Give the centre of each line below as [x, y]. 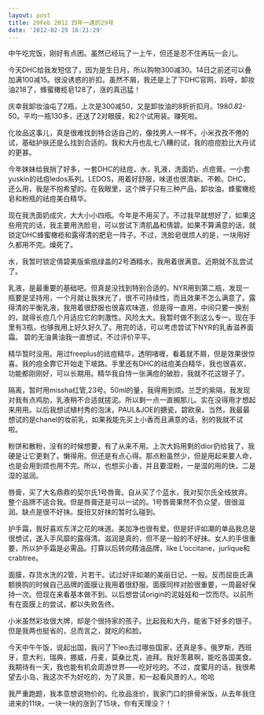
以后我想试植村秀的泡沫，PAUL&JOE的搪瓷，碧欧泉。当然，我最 [139, 410]
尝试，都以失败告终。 [84, 604]
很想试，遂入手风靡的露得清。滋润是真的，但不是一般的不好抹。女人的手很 [128, 538]
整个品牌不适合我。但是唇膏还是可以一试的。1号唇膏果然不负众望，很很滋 [126, 502]
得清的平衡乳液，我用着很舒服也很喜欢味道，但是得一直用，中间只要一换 [125, 308]
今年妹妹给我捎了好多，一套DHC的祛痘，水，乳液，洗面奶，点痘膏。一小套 [129, 169]
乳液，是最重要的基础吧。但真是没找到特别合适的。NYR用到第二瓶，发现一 [129, 288]
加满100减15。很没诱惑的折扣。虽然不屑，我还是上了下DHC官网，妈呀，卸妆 [132, 80]
